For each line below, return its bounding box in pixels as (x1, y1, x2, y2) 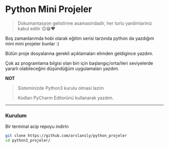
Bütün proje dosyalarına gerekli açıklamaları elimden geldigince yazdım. (5, 50, 153, 56)
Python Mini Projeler (5, 4, 92, 15)
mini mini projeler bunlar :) (5, 40, 59, 46)
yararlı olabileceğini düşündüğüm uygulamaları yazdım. (5, 65, 120, 71)
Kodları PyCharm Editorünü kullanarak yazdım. (17, 95, 114, 101)
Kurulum (5, 112, 27, 119)
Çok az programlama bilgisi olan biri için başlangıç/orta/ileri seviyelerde (5, 60, 153, 66)
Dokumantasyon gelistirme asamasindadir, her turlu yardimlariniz (17, 20, 152, 26)
